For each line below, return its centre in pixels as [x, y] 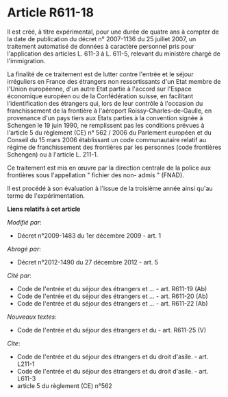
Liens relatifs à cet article [44, 209]
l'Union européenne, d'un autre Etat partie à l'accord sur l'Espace [99, 89]
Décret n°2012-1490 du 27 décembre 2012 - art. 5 [88, 262]
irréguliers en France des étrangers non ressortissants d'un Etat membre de [114, 81]
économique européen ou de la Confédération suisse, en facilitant [100, 96]
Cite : [14, 343]
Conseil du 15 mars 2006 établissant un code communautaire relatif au [107, 139]
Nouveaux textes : [32, 317]
